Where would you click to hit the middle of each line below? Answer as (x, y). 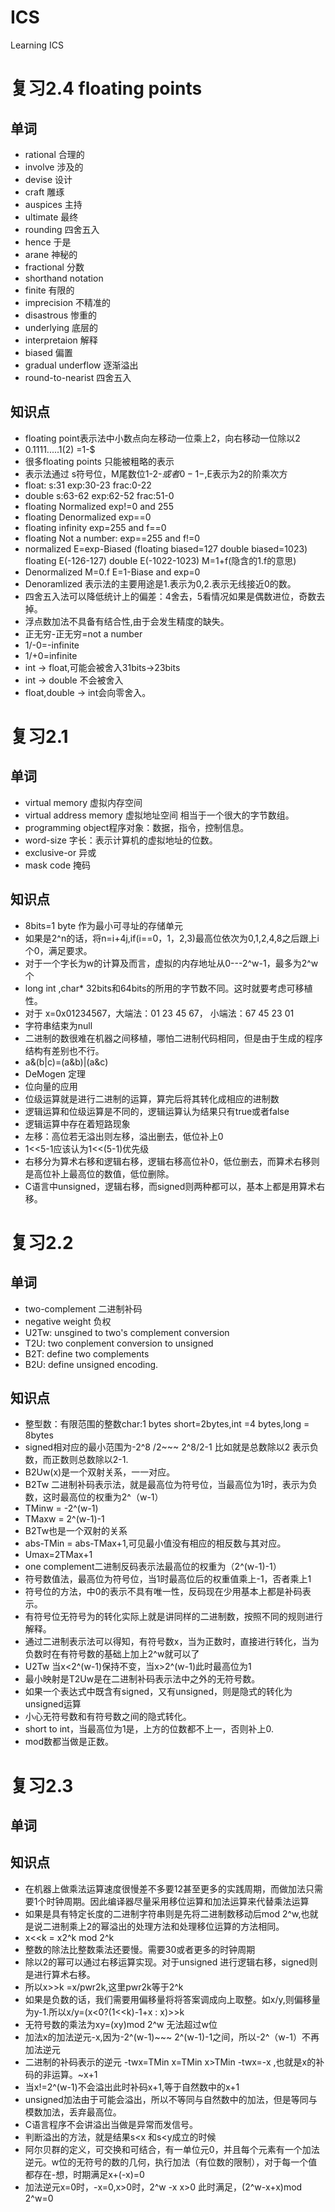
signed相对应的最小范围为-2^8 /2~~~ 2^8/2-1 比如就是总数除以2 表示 (167, 1447)
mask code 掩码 (57, 865)
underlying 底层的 (61, 327)
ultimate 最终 (51, 217)
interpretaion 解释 (61, 340)
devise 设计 (48, 179)
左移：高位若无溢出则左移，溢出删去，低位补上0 (124, 1136)
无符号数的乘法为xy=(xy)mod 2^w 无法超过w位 (121, 2024)
